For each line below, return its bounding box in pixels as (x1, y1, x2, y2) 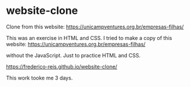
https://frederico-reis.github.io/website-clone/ (6, 63, 118, 70)
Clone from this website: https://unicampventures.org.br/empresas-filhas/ (6, 23, 184, 30)
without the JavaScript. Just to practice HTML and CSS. (6, 52, 141, 59)
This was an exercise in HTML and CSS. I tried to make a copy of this (6, 34, 172, 41)
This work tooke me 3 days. (6, 74, 73, 81)
